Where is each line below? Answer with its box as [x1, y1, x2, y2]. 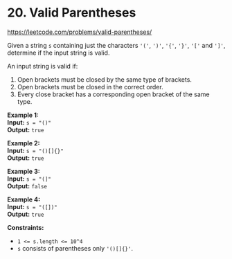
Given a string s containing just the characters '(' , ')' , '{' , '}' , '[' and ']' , [7, 41, 226, 49]
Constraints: [7, 223, 44, 231]
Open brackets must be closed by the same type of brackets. [17, 75, 193, 84]
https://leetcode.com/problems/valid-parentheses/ [7, 28, 152, 36]
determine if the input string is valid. [7, 48, 110, 57]
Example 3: [7, 167, 40, 175]
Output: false [7, 181, 47, 190]
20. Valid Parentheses [7, 5, 136, 21]
